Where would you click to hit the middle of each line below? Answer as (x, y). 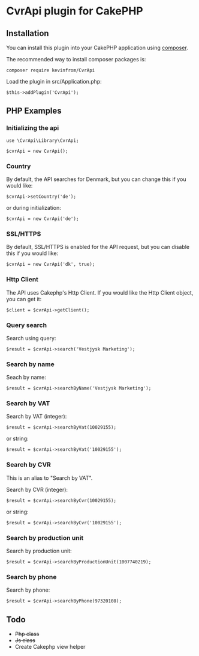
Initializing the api (33, 128)
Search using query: (31, 338)
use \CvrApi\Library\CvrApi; (43, 140)
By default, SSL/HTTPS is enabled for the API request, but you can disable (98, 247)
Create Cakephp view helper (50, 647)
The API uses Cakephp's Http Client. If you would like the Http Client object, (100, 292)
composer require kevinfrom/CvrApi (51, 70)
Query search (26, 325)
